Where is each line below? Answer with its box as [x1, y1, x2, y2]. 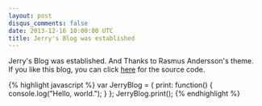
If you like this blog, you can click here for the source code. [8, 65, 206, 75]
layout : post [8, 11, 52, 20]
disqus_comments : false [8, 19, 89, 27]
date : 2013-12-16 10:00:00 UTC [8, 26, 114, 35]
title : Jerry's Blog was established [8, 34, 135, 43]
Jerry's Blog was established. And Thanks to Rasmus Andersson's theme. [8, 56, 254, 66]
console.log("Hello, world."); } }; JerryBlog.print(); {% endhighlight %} [8, 89, 240, 99]
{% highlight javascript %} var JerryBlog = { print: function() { [8, 80, 214, 90]
